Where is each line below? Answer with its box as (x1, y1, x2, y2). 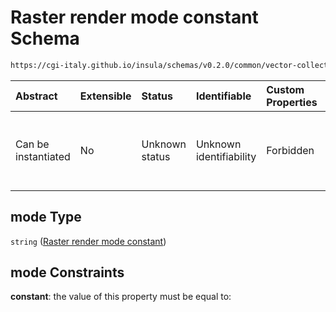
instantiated (15, 149, 71, 163)
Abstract (15, 89, 58, 103)
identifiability (195, 149, 257, 163)
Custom (266, 82, 305, 96)
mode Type (10, 209, 82, 226)
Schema (10, 27, 80, 50)
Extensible (79, 89, 132, 103)
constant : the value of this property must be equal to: (10, 291, 232, 303)
